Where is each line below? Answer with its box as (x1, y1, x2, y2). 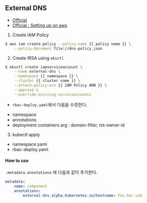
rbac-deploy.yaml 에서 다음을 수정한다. (12, 101, 88, 108)
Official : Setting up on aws (12, 22, 68, 28)
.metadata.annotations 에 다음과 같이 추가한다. (5, 169, 98, 175)
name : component (14, 184, 48, 189)
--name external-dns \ (14, 69, 61, 74)
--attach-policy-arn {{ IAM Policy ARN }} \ (14, 83, 107, 88)
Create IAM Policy (12, 32, 49, 38)
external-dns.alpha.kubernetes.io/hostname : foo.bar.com (23, 193, 142, 198)
